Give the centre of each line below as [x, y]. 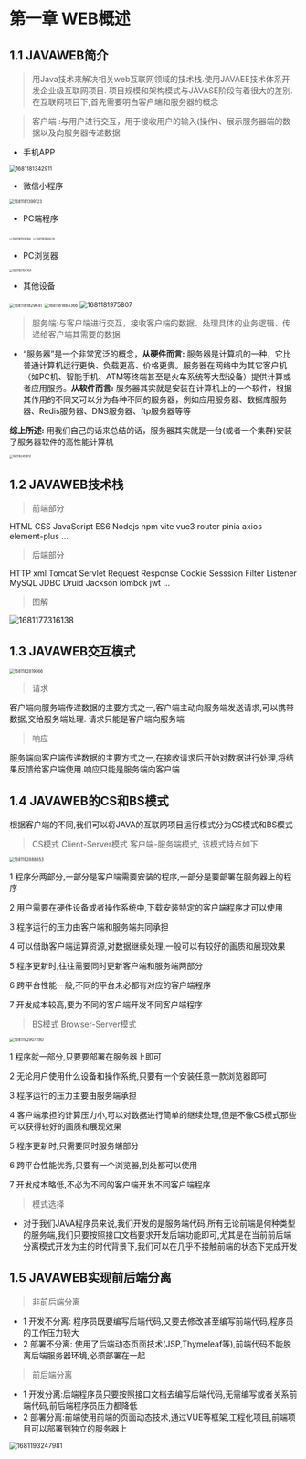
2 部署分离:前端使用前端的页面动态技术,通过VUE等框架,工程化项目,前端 [155, 1417]
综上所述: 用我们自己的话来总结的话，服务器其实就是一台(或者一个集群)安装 [151, 431]
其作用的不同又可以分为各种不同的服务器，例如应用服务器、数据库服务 [155, 399]
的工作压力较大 [51, 1332]
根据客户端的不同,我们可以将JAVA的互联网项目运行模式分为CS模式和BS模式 [152, 825]
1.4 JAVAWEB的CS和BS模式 [89, 801]
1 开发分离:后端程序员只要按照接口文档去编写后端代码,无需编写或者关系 [156, 1394]
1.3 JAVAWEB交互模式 [73, 651]
